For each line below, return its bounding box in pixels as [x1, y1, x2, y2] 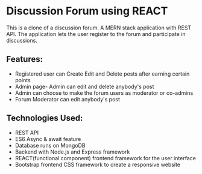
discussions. [6, 37, 37, 44]
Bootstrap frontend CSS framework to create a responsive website [14, 161, 181, 168]
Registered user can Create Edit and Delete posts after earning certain [14, 70, 190, 77]
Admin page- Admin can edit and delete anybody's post [14, 83, 154, 90]
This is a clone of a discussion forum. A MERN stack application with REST [6, 24, 192, 31]
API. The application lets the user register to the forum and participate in [6, 30, 186, 37]
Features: [6, 54, 43, 64]
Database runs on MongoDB [14, 142, 86, 149]
